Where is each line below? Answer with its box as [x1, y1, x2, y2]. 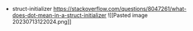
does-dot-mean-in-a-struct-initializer [12, 12, 107, 19]
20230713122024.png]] [12, 18, 72, 25]
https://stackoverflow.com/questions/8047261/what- [53, 5, 187, 12]
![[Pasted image [107, 12, 148, 19]
